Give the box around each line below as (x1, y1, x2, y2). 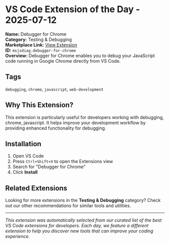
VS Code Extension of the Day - (5, 4, 140, 15)
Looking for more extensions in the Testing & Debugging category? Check (5, 197, 161, 204)
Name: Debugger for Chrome (5, 31, 67, 37)
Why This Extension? (5, 101, 74, 109)
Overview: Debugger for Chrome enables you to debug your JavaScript (5, 52, 155, 59)
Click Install (12, 169, 38, 175)
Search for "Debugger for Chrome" (12, 164, 86, 170)
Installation (5, 139, 41, 148)
